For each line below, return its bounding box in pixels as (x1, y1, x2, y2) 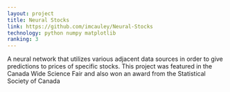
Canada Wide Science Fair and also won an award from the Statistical (7, 70, 206, 78)
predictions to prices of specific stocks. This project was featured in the (7, 62, 213, 71)
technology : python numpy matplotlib (7, 29, 116, 37)
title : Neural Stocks (7, 17, 70, 24)
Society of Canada (7, 77, 60, 85)
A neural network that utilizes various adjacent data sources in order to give (7, 55, 224, 63)
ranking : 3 (7, 36, 39, 43)
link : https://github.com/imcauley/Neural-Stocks (7, 23, 154, 30)
